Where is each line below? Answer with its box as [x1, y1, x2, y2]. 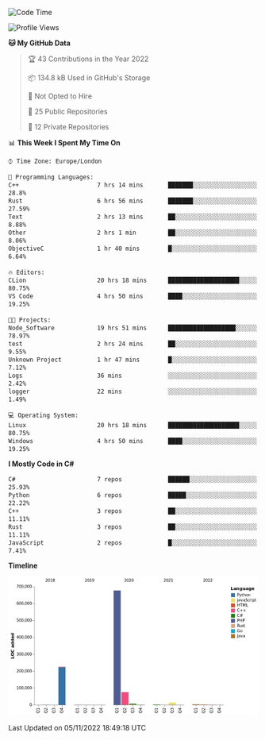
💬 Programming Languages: [8, 173, 94, 181]
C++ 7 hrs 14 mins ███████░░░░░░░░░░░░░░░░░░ [8, 181, 258, 189]
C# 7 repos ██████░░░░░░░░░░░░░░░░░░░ [8, 476, 258, 484]
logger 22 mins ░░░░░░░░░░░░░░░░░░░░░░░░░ [8, 387, 258, 395]
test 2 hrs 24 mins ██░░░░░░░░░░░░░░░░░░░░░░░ [8, 340, 258, 348]
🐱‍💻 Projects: [8, 316, 52, 324]
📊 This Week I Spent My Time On [8, 138, 121, 147]
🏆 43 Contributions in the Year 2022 [27, 54, 149, 64]
